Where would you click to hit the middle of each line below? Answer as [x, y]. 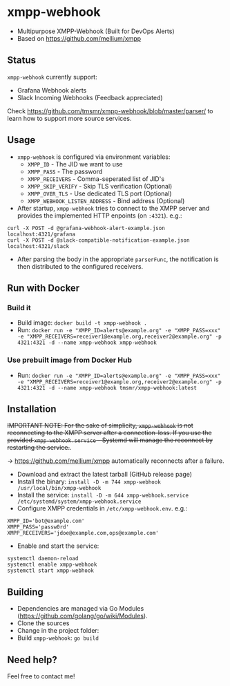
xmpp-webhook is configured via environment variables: [94, 157]
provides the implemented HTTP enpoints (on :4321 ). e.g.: [99, 216]
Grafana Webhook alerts [52, 90]
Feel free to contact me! [41, 676]
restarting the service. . [39, 448]
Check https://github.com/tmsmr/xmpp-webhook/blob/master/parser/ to [110, 111]
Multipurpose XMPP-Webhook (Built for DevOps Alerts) [96, 31]
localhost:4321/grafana [41, 234]
